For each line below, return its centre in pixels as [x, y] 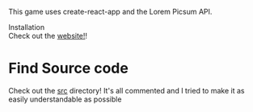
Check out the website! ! [48, 36]
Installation [27, 27]
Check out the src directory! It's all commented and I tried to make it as [126, 90]
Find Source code [69, 68]
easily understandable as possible [65, 99]
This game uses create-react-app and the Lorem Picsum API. [110, 12]
